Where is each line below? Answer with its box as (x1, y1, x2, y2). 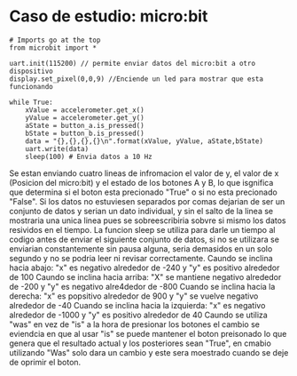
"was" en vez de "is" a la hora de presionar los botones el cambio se (9, 318, 260, 330)
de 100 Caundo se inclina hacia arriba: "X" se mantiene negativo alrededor (9, 271, 282, 282)
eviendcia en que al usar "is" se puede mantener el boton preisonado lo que (9, 328, 287, 339)
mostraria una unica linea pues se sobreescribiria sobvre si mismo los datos (9, 215, 286, 226)
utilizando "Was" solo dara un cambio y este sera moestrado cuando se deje (9, 347, 289, 357)
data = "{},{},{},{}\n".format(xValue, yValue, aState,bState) (25, 136, 264, 146)
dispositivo (9, 67, 53, 76)
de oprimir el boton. (9, 356, 82, 367)
